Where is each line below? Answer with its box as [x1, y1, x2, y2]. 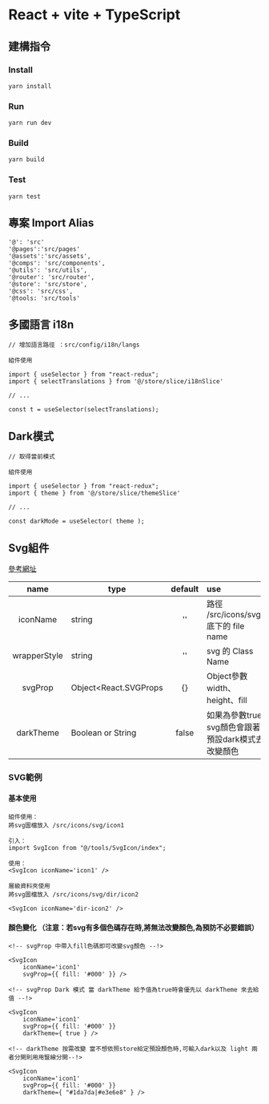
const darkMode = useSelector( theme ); [8, 517, 146, 526]
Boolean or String [70, 727, 137, 738]
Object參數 [207, 671, 248, 682]
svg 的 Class [207, 645, 254, 657]
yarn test [8, 192, 42, 200]
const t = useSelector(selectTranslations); [8, 406, 159, 414]
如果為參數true [207, 710, 263, 721]
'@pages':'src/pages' [8, 245, 81, 253]
